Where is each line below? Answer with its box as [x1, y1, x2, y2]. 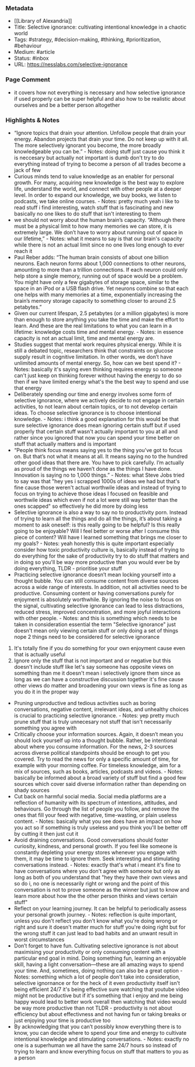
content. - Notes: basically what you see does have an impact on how [13, 818, 182, 825]
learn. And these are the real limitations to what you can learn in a [13, 322, 172, 329]
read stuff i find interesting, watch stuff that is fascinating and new [13, 204, 174, 211]
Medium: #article [13, 49, 55, 56]
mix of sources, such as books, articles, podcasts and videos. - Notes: [13, 768, 184, 775]
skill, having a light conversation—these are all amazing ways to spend [13, 960, 184, 967]
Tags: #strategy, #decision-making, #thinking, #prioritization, [13, 36, 161, 43]
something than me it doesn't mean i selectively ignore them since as [13, 669, 181, 676]
